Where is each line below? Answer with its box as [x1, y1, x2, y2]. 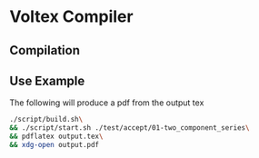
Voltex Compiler [9, 6, 134, 27]
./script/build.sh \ [9, 115, 84, 124]
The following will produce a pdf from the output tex [9, 97, 204, 108]
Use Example [9, 73, 85, 88]
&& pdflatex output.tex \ [9, 132, 104, 142]
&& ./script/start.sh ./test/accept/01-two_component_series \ [9, 123, 250, 133]
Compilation [9, 43, 80, 58]
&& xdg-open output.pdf [9, 141, 100, 150]
